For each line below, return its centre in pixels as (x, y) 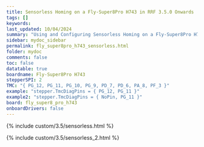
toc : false (20, 63)
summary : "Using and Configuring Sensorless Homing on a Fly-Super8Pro (99, 35)
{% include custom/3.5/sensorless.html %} (60, 126)
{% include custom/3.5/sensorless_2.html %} (63, 137)
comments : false (27, 57)
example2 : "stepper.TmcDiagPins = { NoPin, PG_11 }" (74, 97)
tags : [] (17, 18)
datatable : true (27, 69)
